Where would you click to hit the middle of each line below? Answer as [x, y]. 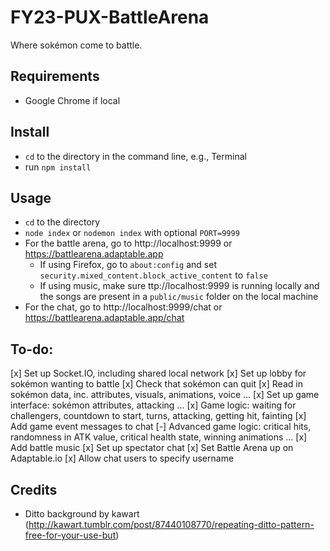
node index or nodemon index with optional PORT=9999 [132, 233]
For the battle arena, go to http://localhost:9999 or [128, 243]
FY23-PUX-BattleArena [110, 17]
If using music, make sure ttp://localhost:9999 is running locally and [179, 286]
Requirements [55, 76]
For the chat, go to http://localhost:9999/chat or [123, 307]
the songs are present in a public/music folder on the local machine [179, 297]
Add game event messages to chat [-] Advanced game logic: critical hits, [161, 427]
